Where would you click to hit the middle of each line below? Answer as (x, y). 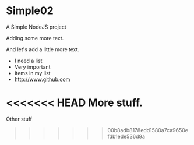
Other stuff (19, 119)
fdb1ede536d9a (126, 136)
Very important (32, 67)
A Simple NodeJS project (36, 27)
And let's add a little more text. (43, 49)
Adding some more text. (35, 38)
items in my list (32, 73)
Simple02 (30, 11)
